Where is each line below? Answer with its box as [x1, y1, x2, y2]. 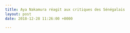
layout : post [5, 12, 32, 16]
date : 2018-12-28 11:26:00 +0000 [5, 16, 73, 21]
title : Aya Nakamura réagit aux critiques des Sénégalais [5, 7, 125, 12]
